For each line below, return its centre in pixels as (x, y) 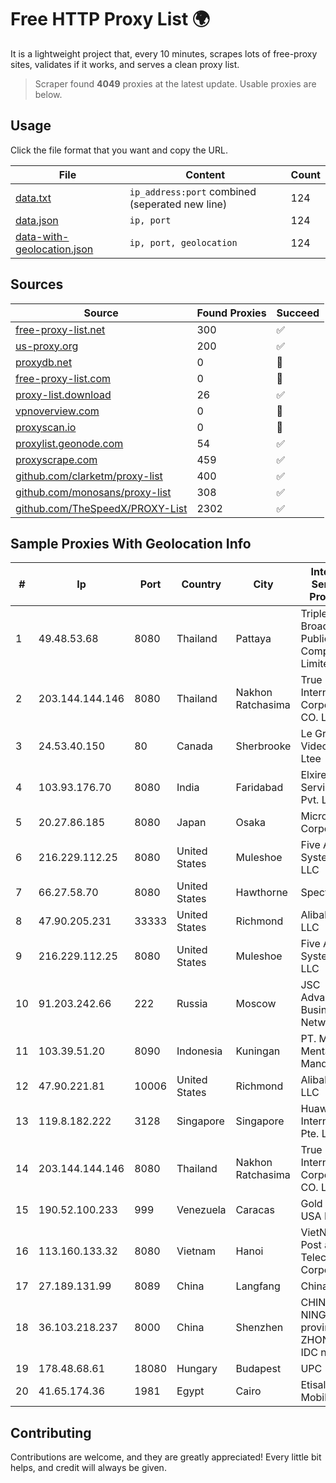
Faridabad (259, 788)
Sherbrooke (263, 746)
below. (48, 94)
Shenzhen (259, 1328)
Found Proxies (231, 313)
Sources (37, 284)
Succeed (298, 313)
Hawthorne (261, 893)
